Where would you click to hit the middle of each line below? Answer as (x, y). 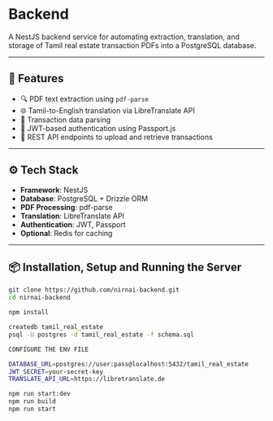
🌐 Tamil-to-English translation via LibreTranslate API (107, 110)
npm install (28, 313)
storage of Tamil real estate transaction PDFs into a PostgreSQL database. (132, 45)
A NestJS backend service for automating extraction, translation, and (124, 37)
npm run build (32, 401)
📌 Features (36, 79)
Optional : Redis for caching (66, 233)
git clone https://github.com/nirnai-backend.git (94, 290)
